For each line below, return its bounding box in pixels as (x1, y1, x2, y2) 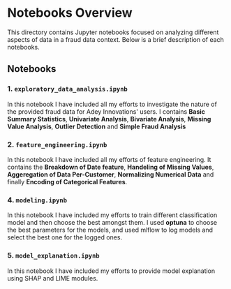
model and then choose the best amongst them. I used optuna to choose (7, 218, 218, 227)
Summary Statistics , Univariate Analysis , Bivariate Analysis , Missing (7, 114, 211, 123)
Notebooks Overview (7, 5, 133, 21)
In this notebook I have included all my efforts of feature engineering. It (7, 155, 211, 163)
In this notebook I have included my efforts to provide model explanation (7, 267, 216, 275)
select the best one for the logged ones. (7, 233, 123, 242)
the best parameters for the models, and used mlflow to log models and (7, 225, 214, 235)
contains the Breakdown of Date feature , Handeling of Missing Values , (7, 163, 214, 171)
